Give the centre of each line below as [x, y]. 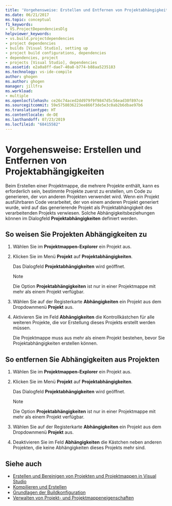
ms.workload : [19, 91]
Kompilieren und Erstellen [40, 487]
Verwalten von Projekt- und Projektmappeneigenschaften [73, 498]
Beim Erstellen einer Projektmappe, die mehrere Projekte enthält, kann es [82, 185]
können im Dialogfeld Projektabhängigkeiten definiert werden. [72, 218]
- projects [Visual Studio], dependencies [51, 62]
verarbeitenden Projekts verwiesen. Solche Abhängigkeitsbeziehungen [80, 213]
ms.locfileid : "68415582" [33, 124]
